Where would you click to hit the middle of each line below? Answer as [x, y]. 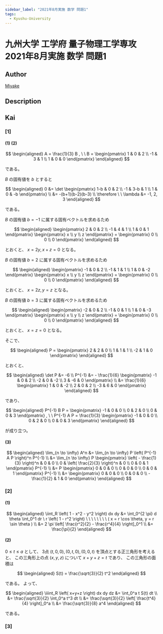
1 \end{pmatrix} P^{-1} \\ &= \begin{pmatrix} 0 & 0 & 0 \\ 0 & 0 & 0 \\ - [81, 473]
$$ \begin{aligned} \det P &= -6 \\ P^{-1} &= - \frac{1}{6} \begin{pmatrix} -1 [81, 375]
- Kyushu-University [30, 18]
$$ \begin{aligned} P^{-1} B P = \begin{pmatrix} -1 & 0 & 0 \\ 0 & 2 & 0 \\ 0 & [81, 410]
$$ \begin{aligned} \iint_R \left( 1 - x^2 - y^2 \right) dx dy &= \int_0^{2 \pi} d [81, 513]
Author [16, 74]
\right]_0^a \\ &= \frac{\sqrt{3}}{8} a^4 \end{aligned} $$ [85, 603]
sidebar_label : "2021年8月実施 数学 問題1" [47, 9]
